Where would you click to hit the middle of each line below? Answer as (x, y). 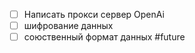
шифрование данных (68, 26)
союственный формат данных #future (104, 37)
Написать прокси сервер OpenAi (94, 14)
